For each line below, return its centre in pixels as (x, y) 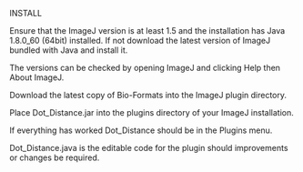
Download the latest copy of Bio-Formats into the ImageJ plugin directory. (148, 95)
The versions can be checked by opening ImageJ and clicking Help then (145, 68)
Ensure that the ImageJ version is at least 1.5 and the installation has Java (147, 30)
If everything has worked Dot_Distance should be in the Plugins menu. (141, 130)
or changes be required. (55, 157)
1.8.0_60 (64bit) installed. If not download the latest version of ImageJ (140, 40)
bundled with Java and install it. (69, 50)
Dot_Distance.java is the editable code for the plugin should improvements (149, 148)
